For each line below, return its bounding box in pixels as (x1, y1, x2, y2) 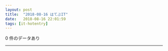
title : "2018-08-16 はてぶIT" (5, 12, 68, 17)
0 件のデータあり (5, 35, 40, 41)
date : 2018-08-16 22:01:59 (5, 16, 66, 21)
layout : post (5, 7, 32, 12)
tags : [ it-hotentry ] (5, 21, 48, 26)
